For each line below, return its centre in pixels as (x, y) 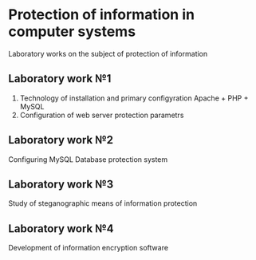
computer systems (72, 32)
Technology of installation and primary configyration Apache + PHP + (134, 98)
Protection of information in (102, 15)
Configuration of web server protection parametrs (102, 115)
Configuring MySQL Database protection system (88, 159)
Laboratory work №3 (61, 184)
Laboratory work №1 (60, 79)
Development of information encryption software (89, 248)
